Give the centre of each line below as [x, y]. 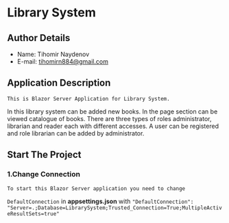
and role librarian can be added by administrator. [76, 133]
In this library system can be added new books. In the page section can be [112, 112]
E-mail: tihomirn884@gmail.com [62, 62]
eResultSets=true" [33, 213]
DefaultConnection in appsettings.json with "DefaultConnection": [100, 201]
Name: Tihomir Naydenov [53, 54]
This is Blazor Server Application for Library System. [88, 99]
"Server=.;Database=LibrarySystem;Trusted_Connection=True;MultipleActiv [115, 208]
